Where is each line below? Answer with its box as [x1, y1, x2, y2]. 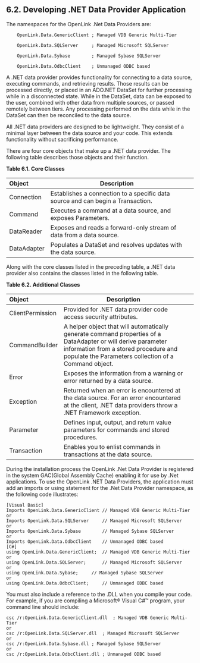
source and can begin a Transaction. [50, 196, 153, 205]
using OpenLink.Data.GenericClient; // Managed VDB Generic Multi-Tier [6, 549, 190, 555]
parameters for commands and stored [63, 425, 170, 433]
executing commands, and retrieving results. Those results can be [6, 80, 168, 87]
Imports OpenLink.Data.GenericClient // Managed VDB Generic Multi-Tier [6, 507, 190, 513]
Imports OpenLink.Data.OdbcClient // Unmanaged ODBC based [6, 538, 164, 545]
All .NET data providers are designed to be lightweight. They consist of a [6, 123, 185, 130]
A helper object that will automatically [63, 322, 168, 331]
